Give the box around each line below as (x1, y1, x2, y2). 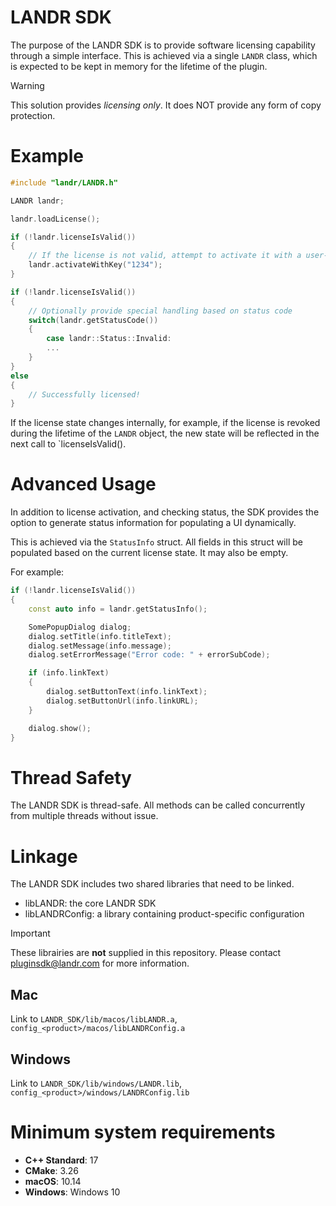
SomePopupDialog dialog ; (28, 622, 132, 632)
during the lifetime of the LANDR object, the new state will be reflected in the (10, 427, 320, 440)
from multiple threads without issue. (10, 810, 159, 822)
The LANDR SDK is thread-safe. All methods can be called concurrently (10, 799, 306, 811)
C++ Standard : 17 (24, 1154, 99, 1166)
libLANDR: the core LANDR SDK (24, 897, 157, 910)
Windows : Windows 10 (24, 1186, 121, 1198)
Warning (10, 79, 45, 91)
